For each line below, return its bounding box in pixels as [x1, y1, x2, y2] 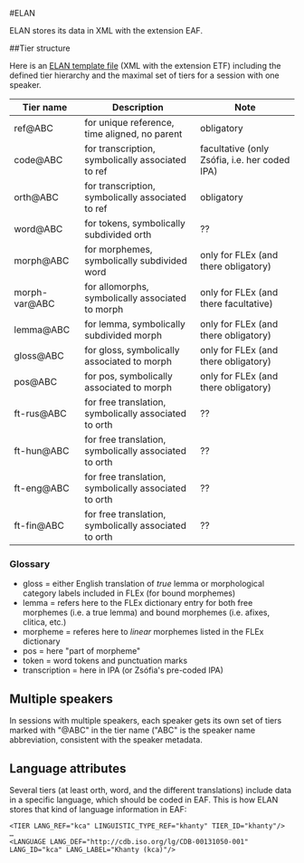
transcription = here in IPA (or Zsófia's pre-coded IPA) [22, 665, 224, 676]
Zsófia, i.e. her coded [200, 154, 290, 166]
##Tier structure [9, 43, 71, 53]
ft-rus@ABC [14, 408, 68, 419]
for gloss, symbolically [84, 344, 180, 356]
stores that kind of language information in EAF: [9, 803, 187, 814]
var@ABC [14, 298, 56, 310]
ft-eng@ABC [14, 482, 70, 494]
